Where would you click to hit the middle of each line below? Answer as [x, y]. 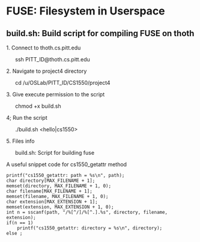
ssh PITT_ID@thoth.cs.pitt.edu [52, 59]
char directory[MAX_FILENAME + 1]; [51, 181]
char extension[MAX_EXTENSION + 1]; [52, 202]
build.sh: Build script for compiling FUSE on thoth [100, 33]
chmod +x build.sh [38, 106]
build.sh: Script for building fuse [55, 153]
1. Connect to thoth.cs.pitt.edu [44, 48]
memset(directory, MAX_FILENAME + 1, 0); [59, 186]
